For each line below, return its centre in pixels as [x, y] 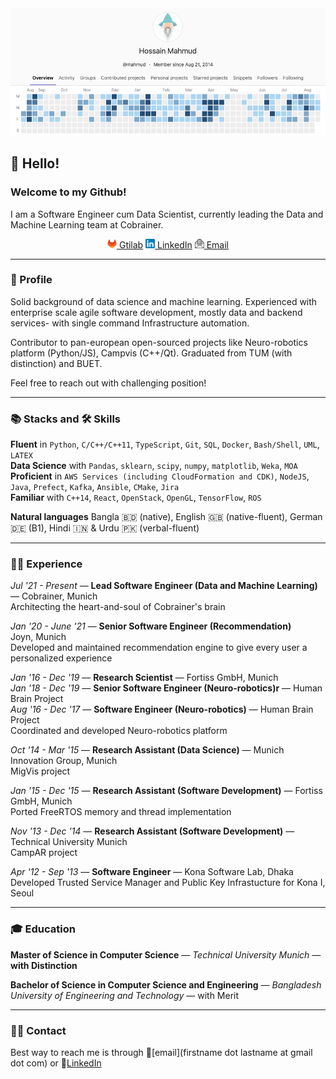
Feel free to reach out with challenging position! [108, 383]
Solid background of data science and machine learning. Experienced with [164, 301]
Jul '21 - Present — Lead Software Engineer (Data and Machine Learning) [164, 586]
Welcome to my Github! [68, 192]
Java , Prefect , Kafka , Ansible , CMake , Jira [95, 487]
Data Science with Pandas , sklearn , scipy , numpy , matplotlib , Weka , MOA [154, 466]
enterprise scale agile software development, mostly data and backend [156, 312]
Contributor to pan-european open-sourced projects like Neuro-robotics [159, 342]
